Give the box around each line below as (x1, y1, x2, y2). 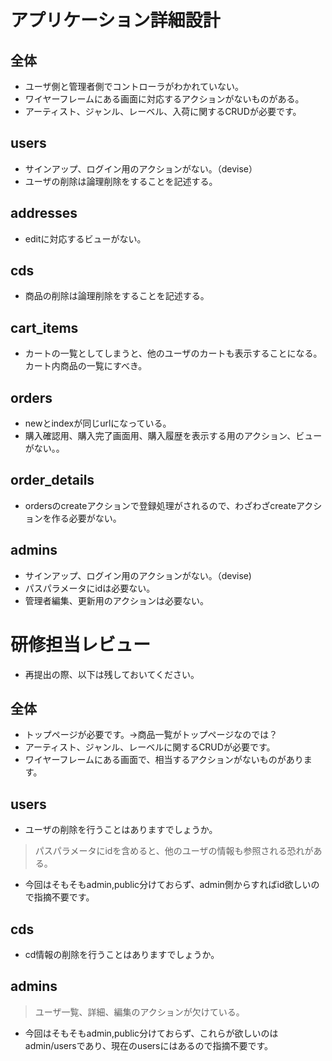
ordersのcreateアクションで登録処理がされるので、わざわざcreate (24, 499, 297, 511)
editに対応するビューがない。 (24, 232, 147, 245)
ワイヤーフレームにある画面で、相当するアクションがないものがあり (24, 754, 304, 766)
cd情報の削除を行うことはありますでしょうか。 (24, 949, 220, 961)
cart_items (10, 319, 79, 336)
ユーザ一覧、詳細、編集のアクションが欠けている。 (34, 1006, 245, 1018)
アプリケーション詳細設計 (10, 9, 221, 32)
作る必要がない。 (51, 512, 122, 524)
